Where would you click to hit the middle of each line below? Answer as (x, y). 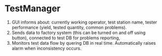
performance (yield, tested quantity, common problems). (69, 27)
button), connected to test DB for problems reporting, (66, 38)
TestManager (32, 9)
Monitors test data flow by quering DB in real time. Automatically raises (84, 43)
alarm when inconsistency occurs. (47, 48)
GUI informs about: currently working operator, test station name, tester (84, 22)
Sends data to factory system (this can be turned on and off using (79, 32)
